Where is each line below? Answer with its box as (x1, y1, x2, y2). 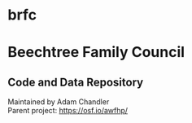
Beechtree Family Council (7, 43, 185, 62)
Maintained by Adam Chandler (7, 97, 110, 107)
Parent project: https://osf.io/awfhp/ (7, 106, 128, 116)
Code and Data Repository (7, 75, 144, 89)
